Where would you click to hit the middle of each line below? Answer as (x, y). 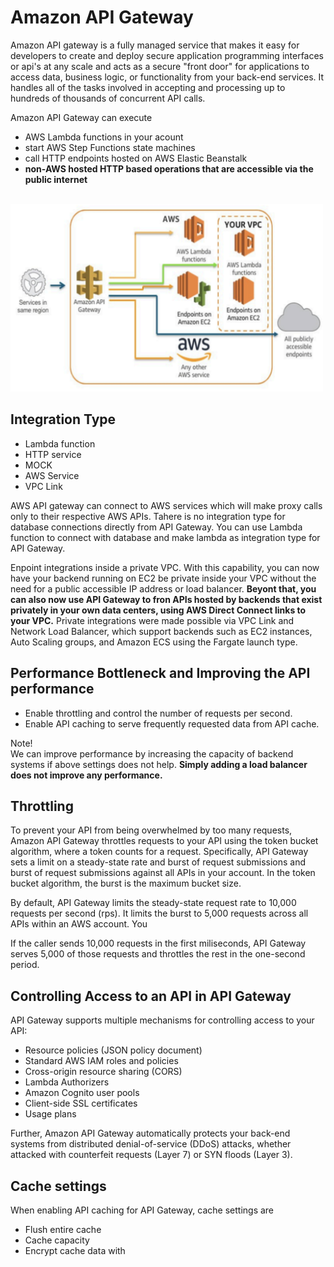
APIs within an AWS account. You (79, 924)
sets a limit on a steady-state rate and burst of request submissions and (158, 862)
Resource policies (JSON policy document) (113, 1050)
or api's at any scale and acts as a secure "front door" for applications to (160, 66)
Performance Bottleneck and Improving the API (160, 673)
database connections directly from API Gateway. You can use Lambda (156, 527)
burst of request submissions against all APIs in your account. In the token (163, 873)
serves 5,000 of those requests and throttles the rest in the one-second (158, 954)
